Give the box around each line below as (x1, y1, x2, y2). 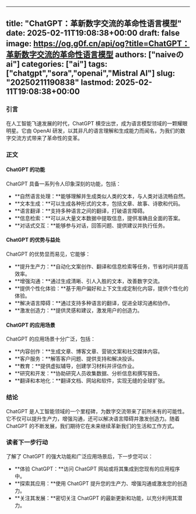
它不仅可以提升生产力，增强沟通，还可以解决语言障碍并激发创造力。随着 (6, 415, 180, 422)
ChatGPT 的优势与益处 (6, 237, 61, 244)
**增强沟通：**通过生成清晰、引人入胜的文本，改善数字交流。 (14, 277, 163, 285)
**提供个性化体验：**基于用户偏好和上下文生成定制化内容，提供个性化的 (14, 285, 188, 292)
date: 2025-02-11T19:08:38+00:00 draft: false (6, 28, 180, 38)
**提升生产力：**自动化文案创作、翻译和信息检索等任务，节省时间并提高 (14, 263, 188, 270)
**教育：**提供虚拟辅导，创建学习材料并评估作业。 (14, 362, 138, 369)
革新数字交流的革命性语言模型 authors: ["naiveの (6, 50, 184, 60)
